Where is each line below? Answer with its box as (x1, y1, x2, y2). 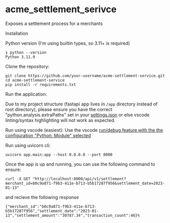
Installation (5, 30, 29, 36)
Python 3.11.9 (5, 54, 36, 60)
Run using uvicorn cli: (5, 142, 51, 148)
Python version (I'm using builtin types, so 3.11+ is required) (5, 40, 130, 46)
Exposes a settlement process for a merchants (5, 20, 103, 26)
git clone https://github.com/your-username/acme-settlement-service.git (5, 73, 165, 78)
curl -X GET (5, 176, 31, 181)
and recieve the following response (5, 194, 79, 200)
